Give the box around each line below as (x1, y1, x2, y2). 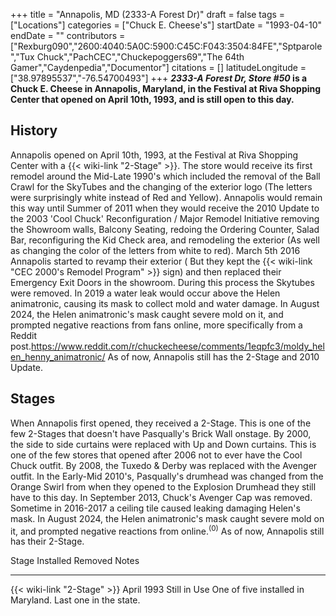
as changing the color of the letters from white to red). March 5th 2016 (10, 244, 301, 256)
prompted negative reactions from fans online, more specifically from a (10, 319, 303, 331)
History (10, 122, 58, 139)
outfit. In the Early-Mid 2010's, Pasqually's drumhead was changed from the (10, 470, 324, 482)
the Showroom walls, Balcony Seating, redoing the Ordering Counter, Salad (10, 223, 320, 235)
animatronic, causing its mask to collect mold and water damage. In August (10, 297, 320, 309)
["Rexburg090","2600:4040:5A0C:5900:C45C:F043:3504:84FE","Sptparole (10, 40, 323, 52)
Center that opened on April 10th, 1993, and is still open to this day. (10, 94, 295, 105)
